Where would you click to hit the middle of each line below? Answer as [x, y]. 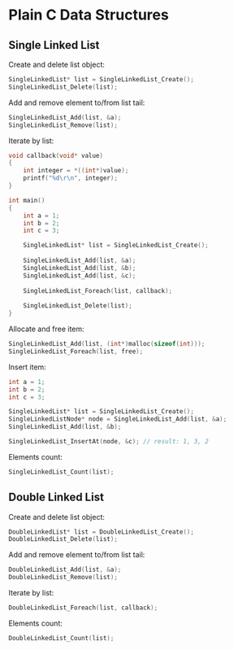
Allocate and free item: [46, 329]
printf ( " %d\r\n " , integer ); [70, 178]
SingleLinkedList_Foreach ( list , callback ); [98, 290]
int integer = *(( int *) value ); [76, 171]
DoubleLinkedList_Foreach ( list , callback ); [83, 608]
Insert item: [27, 367]
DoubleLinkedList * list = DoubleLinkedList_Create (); [102, 532]
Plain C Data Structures [89, 15]
